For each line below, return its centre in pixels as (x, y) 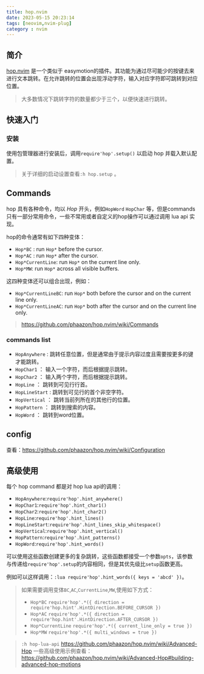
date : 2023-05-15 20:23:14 (40, 18)
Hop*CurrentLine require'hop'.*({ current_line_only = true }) (111, 626)
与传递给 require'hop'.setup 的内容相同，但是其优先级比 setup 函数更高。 (96, 564)
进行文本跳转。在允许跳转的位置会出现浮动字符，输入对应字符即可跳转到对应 (102, 78)
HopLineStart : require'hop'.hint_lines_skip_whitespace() (88, 524)
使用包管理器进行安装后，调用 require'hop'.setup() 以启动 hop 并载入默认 (99, 153)
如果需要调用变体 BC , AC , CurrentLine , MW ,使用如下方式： (87, 590)
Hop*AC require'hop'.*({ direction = (77, 614)
